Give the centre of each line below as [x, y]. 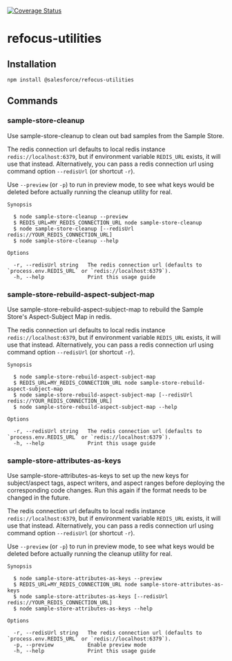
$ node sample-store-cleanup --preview [71, 217]
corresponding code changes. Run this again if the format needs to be [107, 490]
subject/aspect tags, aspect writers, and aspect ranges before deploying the [116, 483]
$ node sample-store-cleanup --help [66, 241]
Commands [33, 101]
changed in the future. [39, 498]
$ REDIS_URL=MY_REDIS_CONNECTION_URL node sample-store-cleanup [108, 222]
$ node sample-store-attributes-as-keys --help [83, 609]
